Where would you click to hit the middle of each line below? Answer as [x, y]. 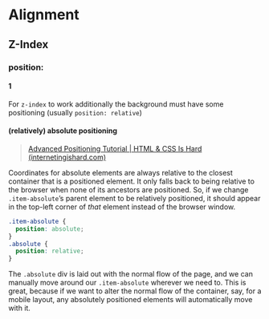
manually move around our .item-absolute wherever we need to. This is [127, 283]
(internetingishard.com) [67, 157]
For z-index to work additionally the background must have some [116, 104]
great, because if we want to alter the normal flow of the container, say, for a [135, 291]
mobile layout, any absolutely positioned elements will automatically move [130, 300]
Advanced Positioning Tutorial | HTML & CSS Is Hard [115, 148]
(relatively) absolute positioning [63, 131]
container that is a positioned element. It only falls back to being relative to [132, 181]
